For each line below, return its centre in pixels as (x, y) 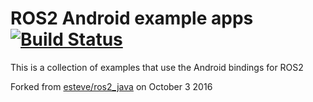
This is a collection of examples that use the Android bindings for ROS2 (157, 67)
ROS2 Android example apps (132, 18)
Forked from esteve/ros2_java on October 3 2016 (111, 86)
